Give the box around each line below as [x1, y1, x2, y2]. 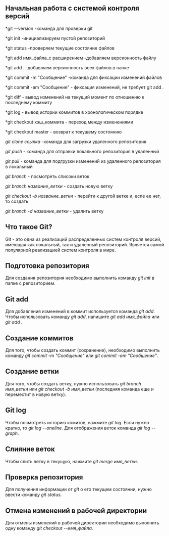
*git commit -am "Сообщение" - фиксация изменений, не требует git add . [5, 84, 164, 90]
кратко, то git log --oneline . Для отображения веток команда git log [5, 425, 150, 431]
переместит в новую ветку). [5, 391, 67, 397]
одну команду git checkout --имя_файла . [5, 525, 93, 531]
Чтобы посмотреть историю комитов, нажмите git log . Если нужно [5, 419, 150, 425]
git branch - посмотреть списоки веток [5, 173, 90, 179]
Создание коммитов [5, 334, 74, 342]
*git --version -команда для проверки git [5, 25, 93, 31]
